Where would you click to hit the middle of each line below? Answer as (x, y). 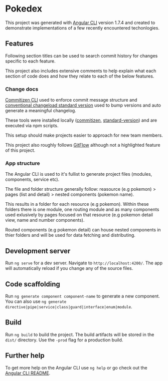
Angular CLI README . (28, 373)
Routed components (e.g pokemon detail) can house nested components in (83, 230)
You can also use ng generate (36, 301)
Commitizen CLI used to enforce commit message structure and (71, 100)
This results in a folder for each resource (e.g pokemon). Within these (77, 204)
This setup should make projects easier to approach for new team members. (84, 135)
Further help (25, 356)
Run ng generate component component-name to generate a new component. (83, 296)
